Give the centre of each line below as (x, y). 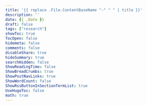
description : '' (22, 15)
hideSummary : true (25, 57)
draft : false (19, 24)
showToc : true (20, 34)
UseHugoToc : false (25, 90)
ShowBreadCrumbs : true (29, 72)
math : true (17, 95)
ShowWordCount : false (28, 81)
